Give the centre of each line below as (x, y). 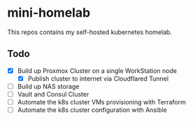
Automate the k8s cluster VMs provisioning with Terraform (102, 102)
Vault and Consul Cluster (53, 94)
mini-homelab (49, 13)
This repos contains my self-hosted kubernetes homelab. (90, 32)
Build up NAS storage (48, 86)
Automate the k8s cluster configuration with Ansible (92, 110)
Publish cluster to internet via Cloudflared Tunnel (98, 79)
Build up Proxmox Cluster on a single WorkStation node (97, 70)
